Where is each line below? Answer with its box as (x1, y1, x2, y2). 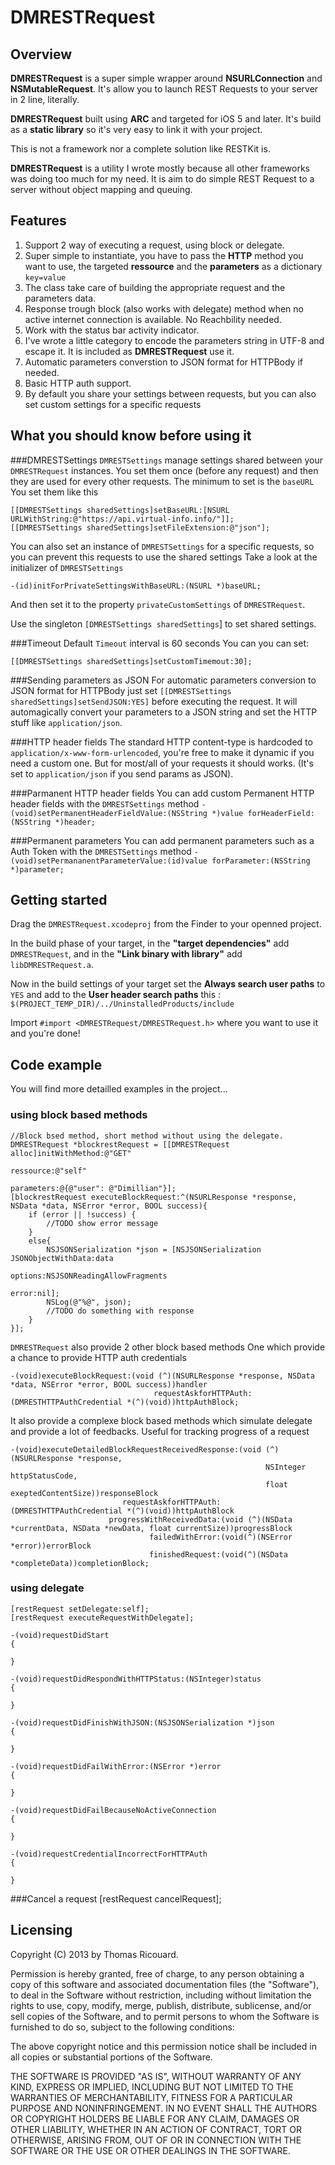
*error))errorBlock (10, 1541, 92, 1551)
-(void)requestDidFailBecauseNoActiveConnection (10, 1805, 217, 1815)
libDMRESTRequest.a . (10, 959, 94, 971)
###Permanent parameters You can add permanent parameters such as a (10, 834, 315, 846)
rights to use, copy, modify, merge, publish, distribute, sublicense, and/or (10, 1999, 312, 2011)
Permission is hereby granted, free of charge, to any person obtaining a (10, 1967, 305, 1980)
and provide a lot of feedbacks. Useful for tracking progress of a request (10, 1425, 310, 1437)
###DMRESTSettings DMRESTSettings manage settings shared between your (10, 454, 324, 466)
